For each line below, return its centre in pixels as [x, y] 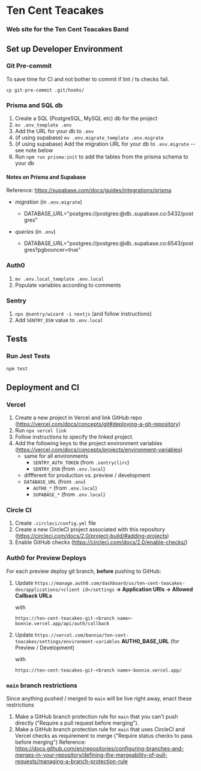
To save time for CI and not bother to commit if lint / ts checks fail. [88, 79]
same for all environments [56, 456]
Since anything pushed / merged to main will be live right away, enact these [99, 699]
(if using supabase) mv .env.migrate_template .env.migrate [89, 138]
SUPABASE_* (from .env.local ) [69, 495]
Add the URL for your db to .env [54, 131]
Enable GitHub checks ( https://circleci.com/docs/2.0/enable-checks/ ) [101, 542]
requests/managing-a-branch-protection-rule [71, 761]
